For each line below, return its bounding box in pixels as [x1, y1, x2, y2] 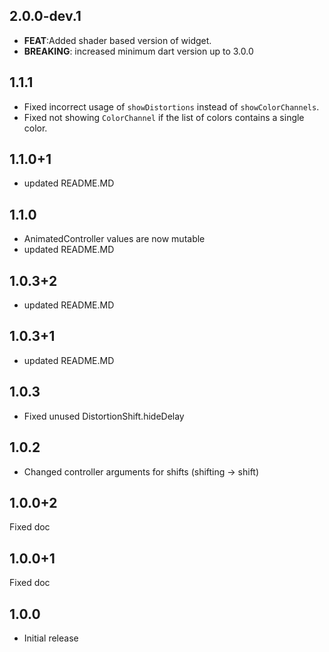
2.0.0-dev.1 [9, 8, 82, 25]
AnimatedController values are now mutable [23, 233, 206, 245]
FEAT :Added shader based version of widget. [23, 34, 212, 46]
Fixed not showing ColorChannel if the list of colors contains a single [23, 111, 305, 123]
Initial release [23, 632, 79, 644]
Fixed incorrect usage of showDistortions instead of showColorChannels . [23, 100, 320, 113]
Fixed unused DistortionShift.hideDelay [23, 410, 185, 422]
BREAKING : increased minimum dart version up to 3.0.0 [23, 45, 254, 57]
